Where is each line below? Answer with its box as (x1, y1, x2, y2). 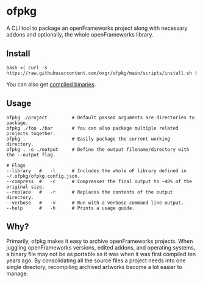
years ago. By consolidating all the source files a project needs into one (6, 257, 186, 264)
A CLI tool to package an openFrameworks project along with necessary (6, 24, 188, 32)
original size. (6, 184, 45, 190)
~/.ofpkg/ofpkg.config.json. (6, 173, 80, 179)
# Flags (6, 162, 26, 169)
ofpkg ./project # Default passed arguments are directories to (6, 114, 195, 121)
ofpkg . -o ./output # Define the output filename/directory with (6, 146, 190, 153)
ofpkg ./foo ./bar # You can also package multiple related (6, 125, 179, 131)
